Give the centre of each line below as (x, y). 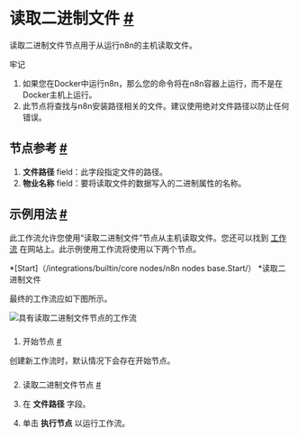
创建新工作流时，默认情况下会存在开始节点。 (92, 360)
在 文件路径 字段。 (56, 404)
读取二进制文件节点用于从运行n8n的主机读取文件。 (104, 45)
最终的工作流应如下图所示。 (61, 298)
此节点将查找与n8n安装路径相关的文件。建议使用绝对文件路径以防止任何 (156, 105)
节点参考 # (38, 148)
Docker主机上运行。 (59, 95)
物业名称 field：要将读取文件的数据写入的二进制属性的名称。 (134, 183)
